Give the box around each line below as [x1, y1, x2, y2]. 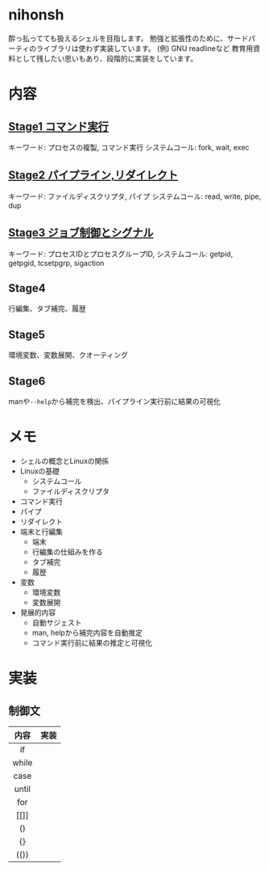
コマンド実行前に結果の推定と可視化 [31, 637, 153, 647]
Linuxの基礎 [19, 466, 60, 476]
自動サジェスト [31, 617, 82, 627]
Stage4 [8, 281, 46, 295]
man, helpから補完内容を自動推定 [31, 628, 143, 637]
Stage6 [8, 374, 46, 388]
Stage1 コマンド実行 [8, 120, 109, 133]
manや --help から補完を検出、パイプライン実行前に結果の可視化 [8, 397, 221, 406]
